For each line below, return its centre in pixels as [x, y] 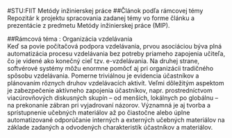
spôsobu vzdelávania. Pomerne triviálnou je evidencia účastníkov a [103, 76]
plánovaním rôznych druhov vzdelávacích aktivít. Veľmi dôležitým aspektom [116, 83]
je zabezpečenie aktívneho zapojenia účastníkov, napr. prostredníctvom [110, 90]
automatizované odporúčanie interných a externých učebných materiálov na [116, 120]
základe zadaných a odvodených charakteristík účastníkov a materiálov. [110, 127]
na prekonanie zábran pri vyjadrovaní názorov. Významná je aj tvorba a [109, 105]
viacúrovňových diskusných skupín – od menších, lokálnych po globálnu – [113, 98]
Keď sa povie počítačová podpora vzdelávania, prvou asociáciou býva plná [115, 46]
